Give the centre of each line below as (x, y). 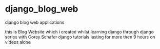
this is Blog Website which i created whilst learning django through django (80, 32)
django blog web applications (35, 22)
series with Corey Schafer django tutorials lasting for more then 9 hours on (80, 37)
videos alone (18, 42)
